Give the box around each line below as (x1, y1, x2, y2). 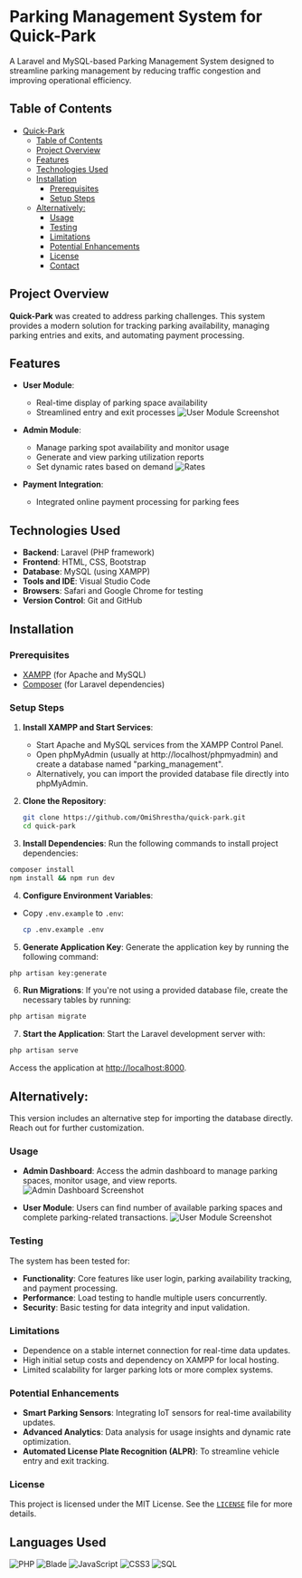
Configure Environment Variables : (22, 890, 154, 901)
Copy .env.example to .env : (22, 907, 124, 918)
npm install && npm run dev (9, 873, 116, 883)
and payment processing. (22, 1283, 118, 1293)
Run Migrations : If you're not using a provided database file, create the (22, 985, 288, 996)
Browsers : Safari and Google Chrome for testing (22, 586, 203, 596)
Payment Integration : (22, 479, 104, 490)
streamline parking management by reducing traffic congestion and (9, 65, 261, 76)
